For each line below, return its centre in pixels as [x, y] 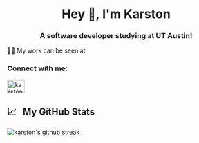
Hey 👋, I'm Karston [116, 14]
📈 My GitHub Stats [51, 112]
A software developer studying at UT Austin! [116, 36]
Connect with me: [38, 68]
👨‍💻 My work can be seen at [46, 50]
